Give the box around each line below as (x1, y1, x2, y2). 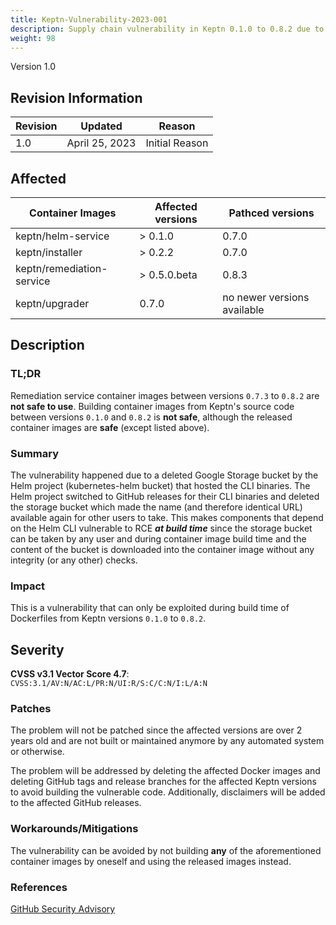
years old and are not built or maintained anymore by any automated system (10, 735, 325, 747)
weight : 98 (10, 33, 56, 43)
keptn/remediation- (15, 262, 108, 275)
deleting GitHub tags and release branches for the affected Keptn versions (10, 776, 317, 788)
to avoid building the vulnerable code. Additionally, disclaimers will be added (10, 786, 326, 798)
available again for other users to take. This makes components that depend (10, 511, 324, 523)
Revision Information (10, 89, 143, 106)
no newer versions (222, 291, 310, 304)
